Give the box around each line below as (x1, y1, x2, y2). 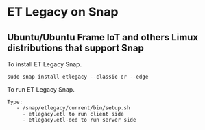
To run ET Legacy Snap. (7, 86, 75, 93)
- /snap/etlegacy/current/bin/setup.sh (16, 105, 130, 112)
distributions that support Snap (7, 42, 144, 53)
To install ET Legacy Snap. (7, 60, 82, 68)
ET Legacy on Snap (7, 4, 119, 20)
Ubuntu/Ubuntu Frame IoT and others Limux (7, 31, 199, 43)
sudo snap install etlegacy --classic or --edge (7, 73, 149, 80)
